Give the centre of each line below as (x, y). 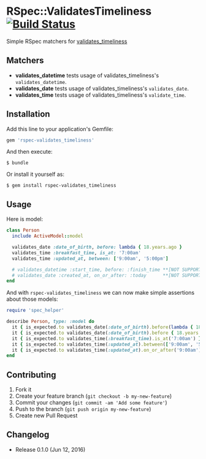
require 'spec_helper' (35, 311)
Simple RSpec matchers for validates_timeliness (67, 41)
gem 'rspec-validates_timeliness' (51, 140)
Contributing (31, 375)
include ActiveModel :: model (48, 236)
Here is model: (25, 219)
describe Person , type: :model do (51, 322)
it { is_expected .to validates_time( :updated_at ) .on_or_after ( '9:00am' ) (107, 350)
